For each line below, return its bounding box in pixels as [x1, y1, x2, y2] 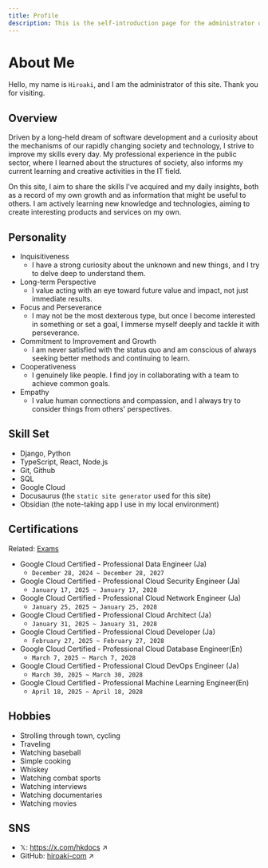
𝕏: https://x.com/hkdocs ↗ [19, 842, 108, 852]
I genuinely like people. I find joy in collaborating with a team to [31, 370, 239, 380]
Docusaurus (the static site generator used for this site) [19, 491, 211, 500]
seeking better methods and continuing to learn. [31, 353, 191, 363]
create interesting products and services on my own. [8, 207, 182, 217]
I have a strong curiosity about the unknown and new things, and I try [31, 260, 260, 270]
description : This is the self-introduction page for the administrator [8, 19, 255, 27]
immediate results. [31, 294, 93, 304]
